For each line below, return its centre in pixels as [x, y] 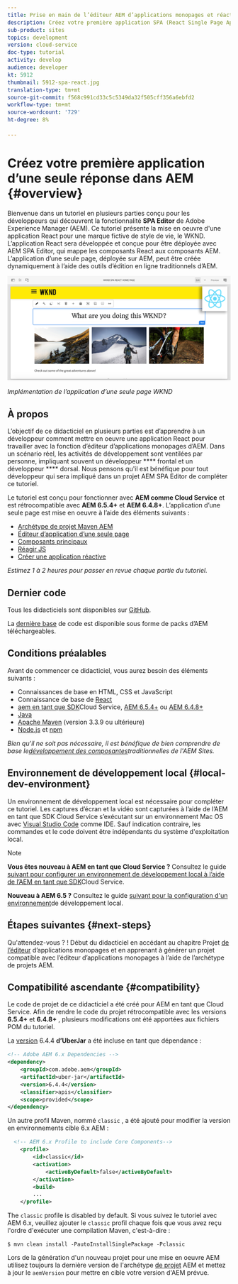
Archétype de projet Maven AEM [65, 527]
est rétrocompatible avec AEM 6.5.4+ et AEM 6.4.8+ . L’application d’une [114, 505]
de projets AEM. [31, 965]
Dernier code [37, 593]
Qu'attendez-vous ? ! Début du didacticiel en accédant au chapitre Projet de [118, 942]
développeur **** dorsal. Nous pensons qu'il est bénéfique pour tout [108, 469]
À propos [28, 414]
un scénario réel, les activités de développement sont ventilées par [105, 454]
